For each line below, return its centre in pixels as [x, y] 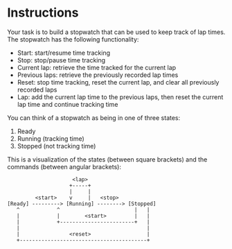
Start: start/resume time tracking [64, 53]
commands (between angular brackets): [64, 166]
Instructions [43, 13]
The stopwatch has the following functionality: [73, 39]
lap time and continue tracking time [68, 104]
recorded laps [37, 89]
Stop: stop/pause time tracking [61, 60]
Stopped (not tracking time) [56, 146]
